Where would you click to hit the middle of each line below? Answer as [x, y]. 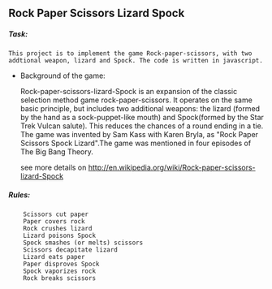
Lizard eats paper [54, 257]
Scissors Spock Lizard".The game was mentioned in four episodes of [136, 143]
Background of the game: [63, 75]
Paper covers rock [54, 222]
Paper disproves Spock [61, 264]
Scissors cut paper [56, 214]
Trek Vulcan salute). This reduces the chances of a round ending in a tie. [142, 126]
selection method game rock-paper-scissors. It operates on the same [136, 100]
